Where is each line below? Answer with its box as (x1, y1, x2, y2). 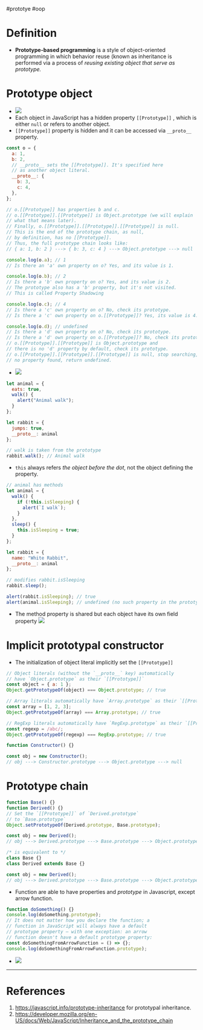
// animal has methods (6, 482, 63, 488)
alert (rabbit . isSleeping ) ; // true (6, 594, 96, 600)
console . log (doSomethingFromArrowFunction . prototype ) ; (6, 945, 147, 952)
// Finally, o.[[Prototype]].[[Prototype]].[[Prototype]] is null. (6, 223, 180, 229)
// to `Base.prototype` (6, 816, 66, 822)
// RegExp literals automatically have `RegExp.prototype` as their (6, 720, 182, 726)
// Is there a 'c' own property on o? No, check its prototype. (6, 307, 172, 313)
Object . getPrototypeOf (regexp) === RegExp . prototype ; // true (6, 732, 166, 738)
